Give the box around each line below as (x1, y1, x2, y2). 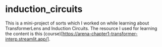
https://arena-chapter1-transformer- (62, 30, 138, 36)
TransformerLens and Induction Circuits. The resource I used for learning (5, 25, 157, 31)
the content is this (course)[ (5, 30, 63, 36)
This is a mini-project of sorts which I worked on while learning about (5, 20, 149, 26)
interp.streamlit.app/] (5, 36, 49, 42)
